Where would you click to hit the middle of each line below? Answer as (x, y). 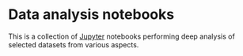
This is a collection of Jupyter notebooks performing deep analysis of (121, 36)
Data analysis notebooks (91, 15)
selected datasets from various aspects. (74, 44)
